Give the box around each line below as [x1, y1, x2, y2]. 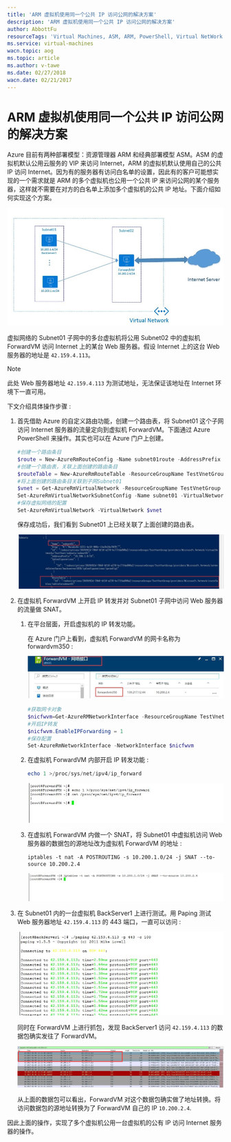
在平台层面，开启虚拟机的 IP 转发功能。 [27, 619, 140, 628]
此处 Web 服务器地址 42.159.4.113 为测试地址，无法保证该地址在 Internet [7, 379, 214, 388]
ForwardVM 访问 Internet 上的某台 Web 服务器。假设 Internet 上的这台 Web [7, 342, 220, 351]
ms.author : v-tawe [7, 62, 60, 69]
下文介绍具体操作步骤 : [7, 402, 71, 410]
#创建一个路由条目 [16, 449, 62, 456]
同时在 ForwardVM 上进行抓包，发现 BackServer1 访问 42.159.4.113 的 [16, 1023, 218, 1031]
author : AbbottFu [7, 26, 57, 32]
